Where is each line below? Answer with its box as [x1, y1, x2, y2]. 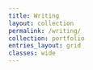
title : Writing [8, 11, 60, 20]
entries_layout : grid [8, 42, 82, 50]
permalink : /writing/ [8, 27, 82, 35]
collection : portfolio [8, 34, 85, 43]
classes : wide [8, 49, 57, 57]
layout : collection [8, 19, 74, 27]
